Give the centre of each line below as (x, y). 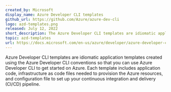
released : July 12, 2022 (32, 29)
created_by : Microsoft (29, 10)
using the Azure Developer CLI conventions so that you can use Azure (79, 62)
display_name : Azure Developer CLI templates (54, 15)
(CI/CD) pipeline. (23, 84)
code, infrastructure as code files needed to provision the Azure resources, (84, 73)
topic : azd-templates (28, 38)
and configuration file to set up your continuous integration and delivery (81, 78)
